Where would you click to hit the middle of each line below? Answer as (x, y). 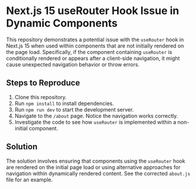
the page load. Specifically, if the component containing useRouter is (89, 52)
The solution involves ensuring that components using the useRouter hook (96, 161)
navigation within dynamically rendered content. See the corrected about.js (98, 173)
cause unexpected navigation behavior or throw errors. (73, 64)
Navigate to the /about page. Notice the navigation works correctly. (96, 116)
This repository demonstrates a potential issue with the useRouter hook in (95, 39)
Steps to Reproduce (43, 83)
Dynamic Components (62, 23)
